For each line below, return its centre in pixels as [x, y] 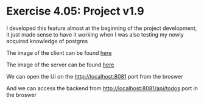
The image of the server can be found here [60, 65]
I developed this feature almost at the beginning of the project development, [102, 28]
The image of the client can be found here [59, 52]
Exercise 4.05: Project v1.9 [75, 11]
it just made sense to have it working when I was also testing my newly [95, 34]
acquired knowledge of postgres [47, 41]
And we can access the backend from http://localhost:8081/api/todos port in [102, 88]
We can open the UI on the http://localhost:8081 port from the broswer [95, 76]
